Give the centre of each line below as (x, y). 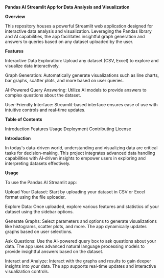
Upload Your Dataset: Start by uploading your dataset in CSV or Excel (75, 192)
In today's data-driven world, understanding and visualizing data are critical (81, 148)
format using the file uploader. (35, 197)
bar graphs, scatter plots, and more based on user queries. (64, 81)
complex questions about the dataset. (43, 95)
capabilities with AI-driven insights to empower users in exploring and (75, 158)
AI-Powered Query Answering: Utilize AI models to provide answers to (76, 90)
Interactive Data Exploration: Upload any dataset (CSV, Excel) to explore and (82, 60)
